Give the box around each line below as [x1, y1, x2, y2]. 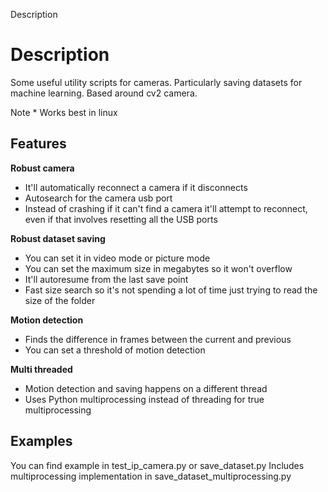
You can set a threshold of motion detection [24, 344, 206, 356]
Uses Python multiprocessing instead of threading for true [24, 393, 265, 405]
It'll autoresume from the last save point [24, 273, 189, 285]
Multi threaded [10, 363, 73, 375]
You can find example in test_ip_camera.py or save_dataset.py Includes [10, 459, 305, 471]
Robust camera [10, 162, 75, 174]
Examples [10, 433, 73, 450]
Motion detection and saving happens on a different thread [24, 382, 268, 394]
